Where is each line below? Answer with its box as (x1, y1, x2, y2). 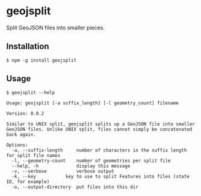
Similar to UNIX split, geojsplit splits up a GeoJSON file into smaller (6, 121, 196, 127)
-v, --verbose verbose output (11, 168, 114, 174)
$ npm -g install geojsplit (6, 57, 77, 64)
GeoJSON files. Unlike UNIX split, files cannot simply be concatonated (6, 126, 193, 132)
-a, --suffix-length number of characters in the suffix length (11, 147, 187, 153)
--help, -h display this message (11, 163, 131, 169)
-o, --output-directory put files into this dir (11, 184, 138, 190)
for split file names (6, 152, 61, 158)
